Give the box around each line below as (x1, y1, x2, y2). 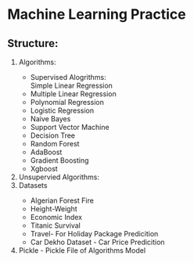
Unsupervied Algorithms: (18, 172, 99, 182)
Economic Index (30, 213, 83, 222)
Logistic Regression (30, 106, 95, 115)
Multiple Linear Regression (30, 89, 117, 99)
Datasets (18, 181, 48, 189)
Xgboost (30, 164, 58, 173)
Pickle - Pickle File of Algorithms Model (18, 246, 146, 255)
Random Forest (30, 139, 80, 148)
